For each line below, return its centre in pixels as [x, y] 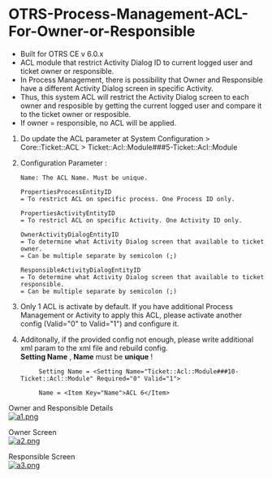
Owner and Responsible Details [61, 407]
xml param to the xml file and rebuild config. [94, 348]
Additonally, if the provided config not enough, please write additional [137, 339]
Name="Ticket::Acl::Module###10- [182, 371]
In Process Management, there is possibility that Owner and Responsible [142, 80]
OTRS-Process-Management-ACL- [129, 14]
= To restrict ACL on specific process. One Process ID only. [127, 199]
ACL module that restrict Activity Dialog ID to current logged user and [136, 62]
